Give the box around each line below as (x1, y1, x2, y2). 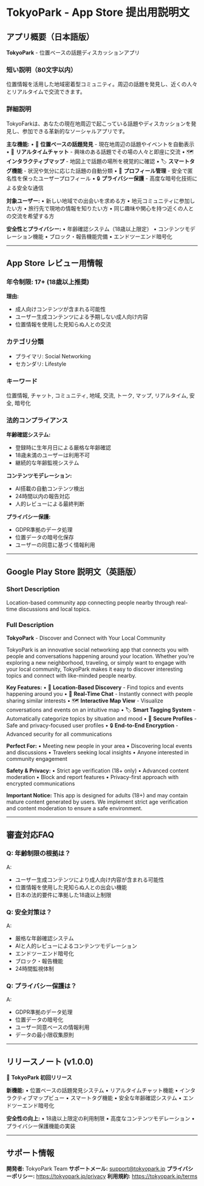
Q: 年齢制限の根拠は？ (6, 849, 71, 858)
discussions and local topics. (18, 605, 91, 612)
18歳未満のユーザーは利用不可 (15, 451, 90, 459)
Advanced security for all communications (6, 730, 112, 738)
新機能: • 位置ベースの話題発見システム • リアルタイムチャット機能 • (6, 1087, 178, 1094)
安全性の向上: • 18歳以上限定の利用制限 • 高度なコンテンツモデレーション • (6, 1115, 195, 1122)
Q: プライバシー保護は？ (6, 982, 77, 990)
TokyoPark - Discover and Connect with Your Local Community (6, 634, 166, 642)
